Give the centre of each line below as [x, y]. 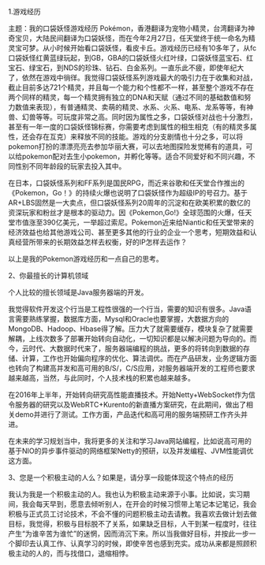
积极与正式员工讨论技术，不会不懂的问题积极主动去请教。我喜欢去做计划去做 [132, 514]
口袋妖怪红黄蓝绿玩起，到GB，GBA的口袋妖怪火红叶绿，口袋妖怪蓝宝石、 [127, 58]
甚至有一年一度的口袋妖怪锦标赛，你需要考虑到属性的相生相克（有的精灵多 [129, 127]
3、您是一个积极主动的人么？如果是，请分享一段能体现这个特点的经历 [121, 478]
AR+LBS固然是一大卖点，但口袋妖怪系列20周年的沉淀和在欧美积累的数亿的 [129, 203]
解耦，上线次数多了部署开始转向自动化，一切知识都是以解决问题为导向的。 [129, 338]
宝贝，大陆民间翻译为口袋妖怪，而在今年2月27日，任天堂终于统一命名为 [131, 38]
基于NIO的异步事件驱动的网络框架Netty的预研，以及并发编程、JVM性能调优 [131, 451]
